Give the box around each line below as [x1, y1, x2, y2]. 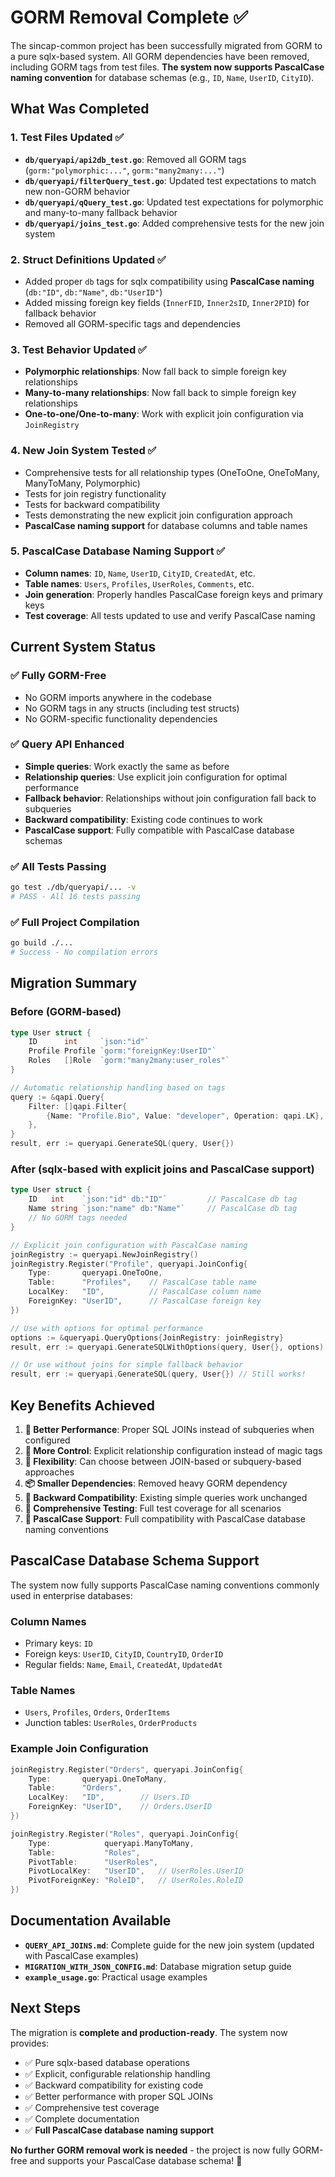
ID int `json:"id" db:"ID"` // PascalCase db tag [28, 1194, 298, 1205]
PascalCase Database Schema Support [10, 1552, 260, 1570]
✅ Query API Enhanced [10, 737, 125, 751]
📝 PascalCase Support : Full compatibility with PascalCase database [24, 1512, 306, 1525]
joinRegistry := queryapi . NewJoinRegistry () [10, 1249, 199, 1260]
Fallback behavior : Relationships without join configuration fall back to [24, 792, 317, 804]
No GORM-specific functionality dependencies [24, 712, 218, 725]
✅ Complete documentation [24, 2112, 140, 2125]
